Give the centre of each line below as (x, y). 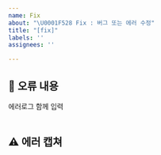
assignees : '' (32, 45)
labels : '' (26, 38)
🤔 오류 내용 (34, 86)
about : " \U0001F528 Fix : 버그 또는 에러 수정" (82, 23)
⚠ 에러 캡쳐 (35, 142)
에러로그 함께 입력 (36, 106)
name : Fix (25, 15)
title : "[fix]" (33, 30)
